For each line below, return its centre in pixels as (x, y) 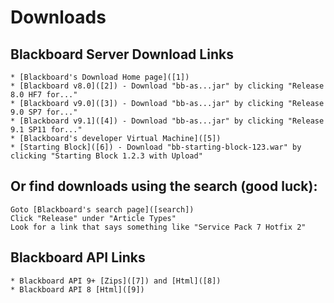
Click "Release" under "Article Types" (93, 218)
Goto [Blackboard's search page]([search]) (102, 209)
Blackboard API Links (78, 257)
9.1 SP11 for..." (46, 130)
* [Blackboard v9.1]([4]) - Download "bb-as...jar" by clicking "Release (167, 121)
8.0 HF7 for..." (44, 95)
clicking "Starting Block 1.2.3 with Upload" (106, 156)
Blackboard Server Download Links (122, 54)
